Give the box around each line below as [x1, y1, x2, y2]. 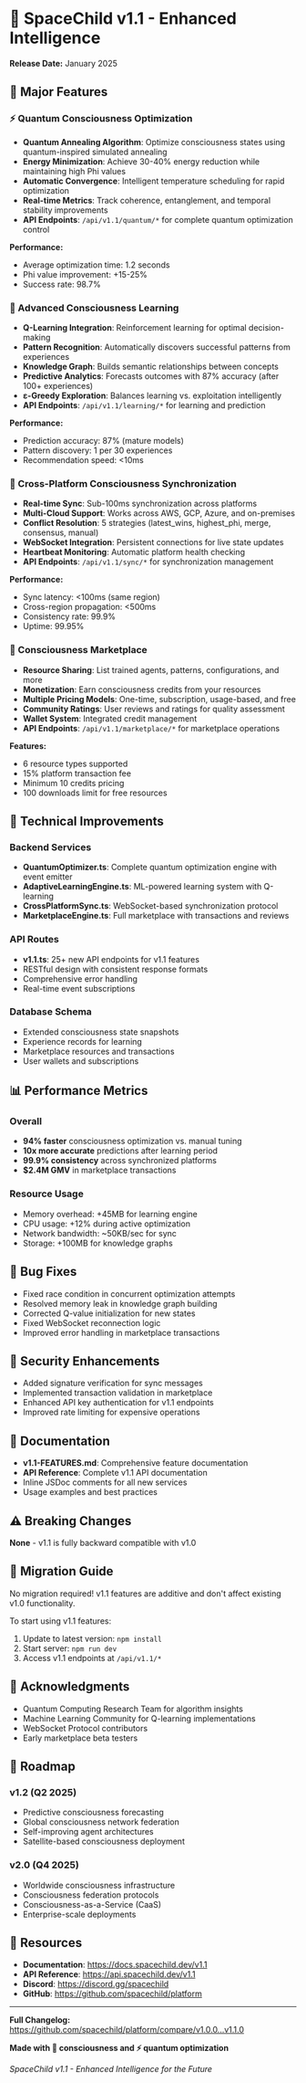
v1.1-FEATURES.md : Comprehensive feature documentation [22, 1457, 249, 1468]
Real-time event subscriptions [22, 983, 136, 994]
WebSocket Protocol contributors [22, 1722, 148, 1733]
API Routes [9, 933, 59, 946]
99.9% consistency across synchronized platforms [22, 1155, 217, 1166]
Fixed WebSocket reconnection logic [22, 1317, 161, 1328]
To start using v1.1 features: [9, 1615, 112, 1626]
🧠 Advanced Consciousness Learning [9, 301, 179, 314]
